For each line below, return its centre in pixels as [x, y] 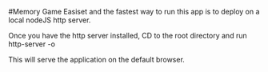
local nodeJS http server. [50, 20]
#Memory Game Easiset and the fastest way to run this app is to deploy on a [134, 12]
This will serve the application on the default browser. [97, 60]
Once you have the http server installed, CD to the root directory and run [128, 36]
